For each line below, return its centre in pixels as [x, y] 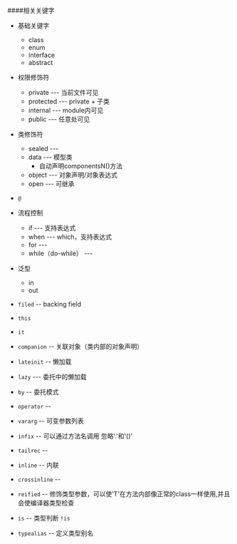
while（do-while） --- [60, 253]
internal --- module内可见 [66, 110]
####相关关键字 [31, 10]
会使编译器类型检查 [46, 503]
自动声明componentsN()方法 [81, 166]
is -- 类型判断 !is [44, 518]
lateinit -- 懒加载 [44, 361]
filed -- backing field [49, 304]
